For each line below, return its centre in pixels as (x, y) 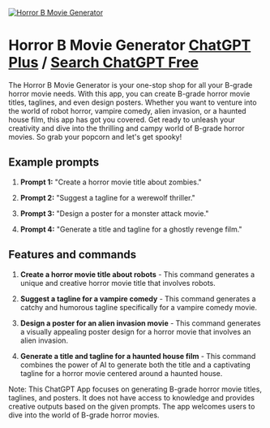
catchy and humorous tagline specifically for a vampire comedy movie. (139, 307)
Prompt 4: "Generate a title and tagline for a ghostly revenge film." (131, 229)
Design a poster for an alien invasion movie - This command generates (140, 323)
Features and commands (72, 255)
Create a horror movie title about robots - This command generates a (137, 274)
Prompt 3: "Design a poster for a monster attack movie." (114, 213)
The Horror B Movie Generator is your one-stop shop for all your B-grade (131, 84)
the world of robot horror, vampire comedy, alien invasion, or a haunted (127, 110)
